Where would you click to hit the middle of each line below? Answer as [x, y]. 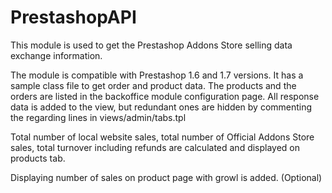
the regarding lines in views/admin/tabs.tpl [98, 117]
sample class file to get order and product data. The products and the [153, 85]
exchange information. [56, 55]
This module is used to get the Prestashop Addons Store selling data [151, 45]
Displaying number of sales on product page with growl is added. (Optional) [166, 177]
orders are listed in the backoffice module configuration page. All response [165, 96]
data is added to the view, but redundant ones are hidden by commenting [161, 107]
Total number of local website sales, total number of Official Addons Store [162, 137]
